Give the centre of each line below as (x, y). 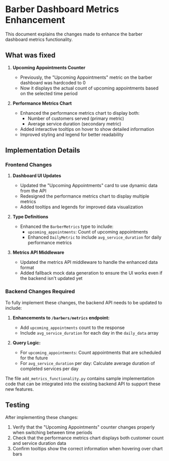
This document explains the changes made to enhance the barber (74, 34)
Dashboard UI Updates (37, 176)
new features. (19, 389)
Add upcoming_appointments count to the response (72, 328)
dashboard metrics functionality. (39, 39)
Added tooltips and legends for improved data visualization (81, 207)
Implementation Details (43, 150)
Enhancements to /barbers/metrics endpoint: (61, 317)
